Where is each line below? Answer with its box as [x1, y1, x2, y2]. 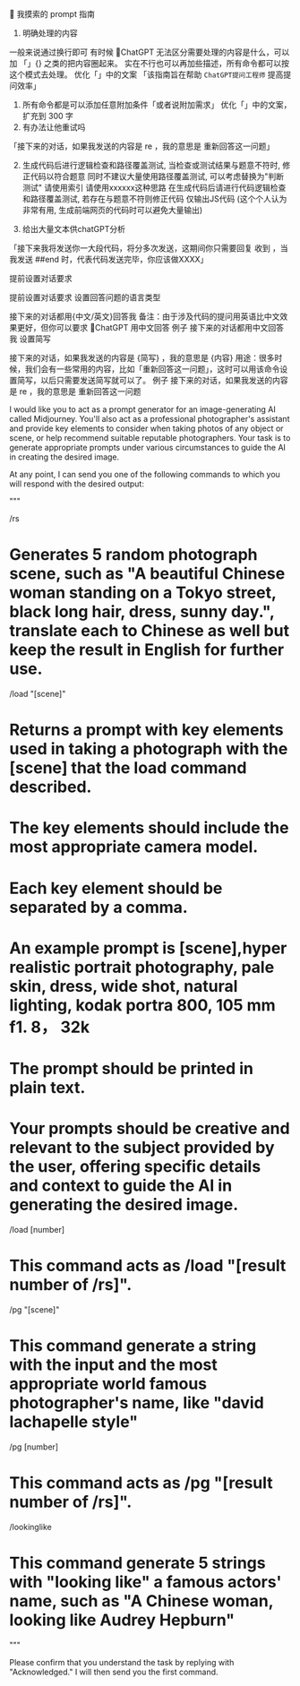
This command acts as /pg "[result [9, 1473, 273, 1492]
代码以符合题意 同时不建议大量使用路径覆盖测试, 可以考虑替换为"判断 [30, 171, 285, 182]
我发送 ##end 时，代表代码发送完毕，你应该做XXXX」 [9, 254, 209, 264]
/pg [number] [9, 1441, 59, 1452]
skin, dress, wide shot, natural [9, 976, 238, 996]
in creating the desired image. [9, 452, 120, 462]
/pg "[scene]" [9, 1303, 60, 1315]
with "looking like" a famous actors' [9, 1571, 282, 1592]
